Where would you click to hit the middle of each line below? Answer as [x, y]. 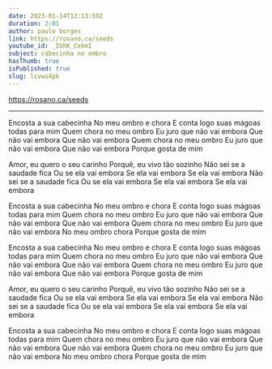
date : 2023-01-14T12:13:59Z [56, 16]
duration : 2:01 [34, 24]
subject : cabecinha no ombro [57, 54]
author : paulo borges [45, 31]
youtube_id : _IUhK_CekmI [50, 46]
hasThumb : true [34, 62]
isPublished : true [39, 69]
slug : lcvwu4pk [34, 76]
